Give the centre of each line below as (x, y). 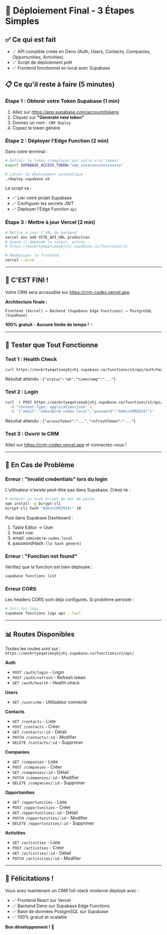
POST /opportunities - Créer (42, 807)
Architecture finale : (26, 302)
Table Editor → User (33, 527)
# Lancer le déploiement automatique (44, 174)
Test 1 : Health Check (31, 359)
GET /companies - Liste (35, 762)
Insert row (23, 532)
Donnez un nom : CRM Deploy (42, 122)
